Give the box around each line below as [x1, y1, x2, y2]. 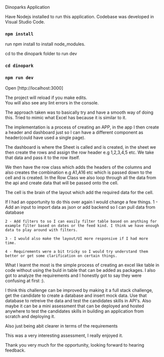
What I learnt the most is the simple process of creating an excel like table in [5, 262, 160, 268]
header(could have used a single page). [5, 134, 86, 140]
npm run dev [5, 75, 34, 81]
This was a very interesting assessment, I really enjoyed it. [5, 332, 123, 338]
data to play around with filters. [5, 227, 78, 232]
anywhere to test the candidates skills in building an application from [5, 308, 144, 314]
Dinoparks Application [5, 4, 50, 10]
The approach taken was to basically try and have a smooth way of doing [5, 109, 154, 115]
